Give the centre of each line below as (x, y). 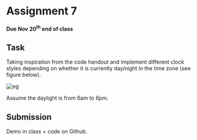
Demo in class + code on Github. (47, 132)
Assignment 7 (42, 11)
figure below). (23, 75)
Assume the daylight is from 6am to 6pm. (57, 98)
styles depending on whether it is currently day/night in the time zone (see (98, 68)
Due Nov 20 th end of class (40, 28)
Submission (29, 117)
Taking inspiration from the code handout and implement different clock (95, 62)
